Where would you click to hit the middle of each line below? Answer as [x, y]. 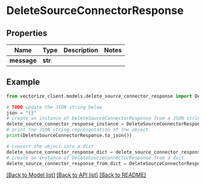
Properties [27, 33]
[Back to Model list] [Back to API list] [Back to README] [76, 175]
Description [81, 50]
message [23, 60]
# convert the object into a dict [50, 146]
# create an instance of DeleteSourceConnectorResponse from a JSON [95, 119]
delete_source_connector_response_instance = [65, 124]
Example [23, 82]
